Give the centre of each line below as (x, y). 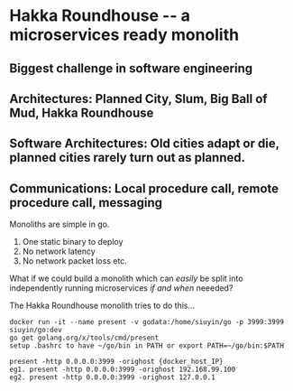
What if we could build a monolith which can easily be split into (126, 279)
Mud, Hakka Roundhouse (82, 112)
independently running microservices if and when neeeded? (121, 288)
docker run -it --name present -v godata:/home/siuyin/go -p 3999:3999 (146, 322)
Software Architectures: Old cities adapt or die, (144, 144)
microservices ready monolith (124, 35)
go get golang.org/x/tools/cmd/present (84, 338)
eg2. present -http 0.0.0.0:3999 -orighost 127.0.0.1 (113, 377)
